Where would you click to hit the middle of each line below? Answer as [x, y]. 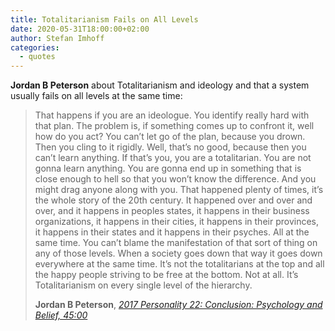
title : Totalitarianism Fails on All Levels [104, 19]
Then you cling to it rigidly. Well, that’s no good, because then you [170, 147]
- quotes [37, 57]
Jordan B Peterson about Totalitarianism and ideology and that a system [160, 85]
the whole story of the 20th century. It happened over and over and [173, 200]
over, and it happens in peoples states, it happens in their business [172, 211]
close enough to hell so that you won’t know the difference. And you [175, 179]
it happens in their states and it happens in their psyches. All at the [172, 232]
